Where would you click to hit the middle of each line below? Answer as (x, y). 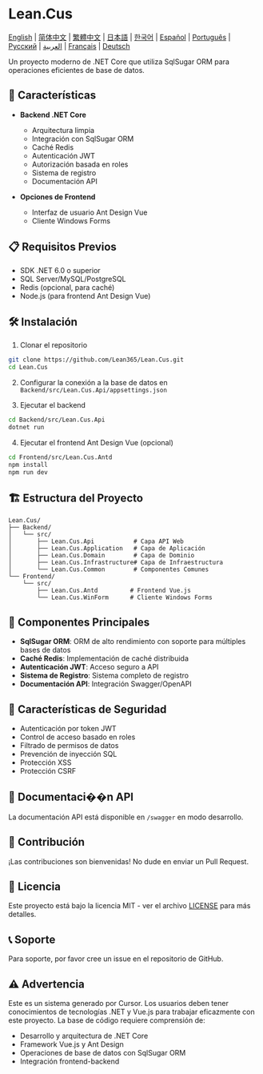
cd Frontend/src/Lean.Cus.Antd (60, 457)
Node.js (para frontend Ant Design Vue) (85, 296)
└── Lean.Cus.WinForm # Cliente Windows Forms (125, 597)
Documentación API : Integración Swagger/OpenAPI (106, 684)
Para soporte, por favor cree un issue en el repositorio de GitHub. (116, 959)
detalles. (22, 915)
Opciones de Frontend (58, 196)
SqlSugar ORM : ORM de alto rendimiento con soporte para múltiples (133, 642)
